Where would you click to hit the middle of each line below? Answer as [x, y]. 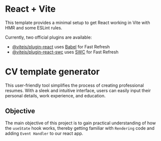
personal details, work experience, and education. [55, 95]
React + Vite [30, 9]
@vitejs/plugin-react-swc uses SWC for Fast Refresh [65, 52]
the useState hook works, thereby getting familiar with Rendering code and [80, 128]
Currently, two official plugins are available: [49, 37]
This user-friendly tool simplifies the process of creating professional [74, 85]
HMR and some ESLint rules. [34, 27]
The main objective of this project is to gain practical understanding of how [80, 123]
